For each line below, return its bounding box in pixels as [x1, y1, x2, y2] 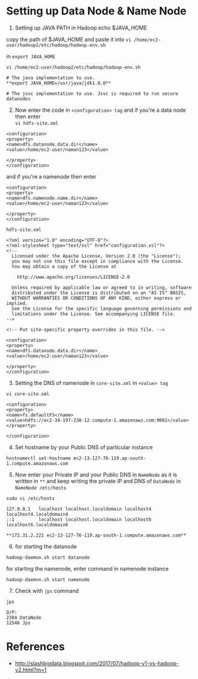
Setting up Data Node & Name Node [6, 4, 187, 18]
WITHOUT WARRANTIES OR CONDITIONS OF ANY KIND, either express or [11, 295, 181, 301]
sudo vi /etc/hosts [6, 495, 55, 502]
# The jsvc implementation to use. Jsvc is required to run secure [6, 90, 179, 97]
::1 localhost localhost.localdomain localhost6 [6, 516, 152, 523]
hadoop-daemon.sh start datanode [6, 555, 90, 561]
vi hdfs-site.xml [14, 120, 59, 126]
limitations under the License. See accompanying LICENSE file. [11, 311, 176, 317]
